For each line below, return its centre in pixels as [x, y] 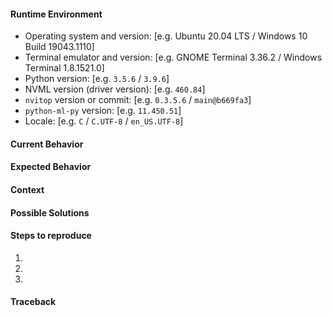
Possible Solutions [50, 212]
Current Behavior [47, 144]
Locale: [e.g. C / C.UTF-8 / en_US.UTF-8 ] [104, 121]
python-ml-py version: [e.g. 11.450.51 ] [103, 111]
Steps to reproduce [51, 236]
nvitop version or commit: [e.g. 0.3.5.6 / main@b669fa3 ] [138, 100]
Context [27, 189]
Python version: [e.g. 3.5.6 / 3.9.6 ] [97, 79]
